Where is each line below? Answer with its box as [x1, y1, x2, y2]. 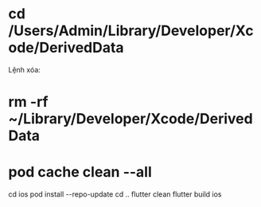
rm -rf [8, 93, 49, 111]
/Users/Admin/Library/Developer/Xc [8, 21, 254, 40]
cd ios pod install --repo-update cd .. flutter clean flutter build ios [8, 189, 222, 199]
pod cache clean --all [8, 163, 153, 182]
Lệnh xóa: [8, 64, 41, 74]
